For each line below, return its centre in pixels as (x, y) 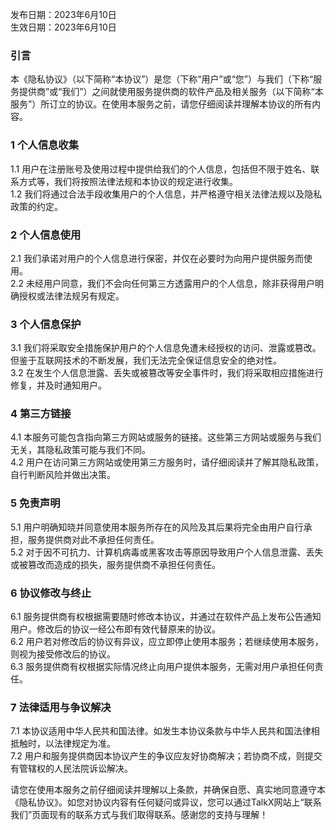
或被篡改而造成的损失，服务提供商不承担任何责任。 (115, 564)
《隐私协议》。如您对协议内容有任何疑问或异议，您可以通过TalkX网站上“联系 (166, 802)
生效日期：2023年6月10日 (63, 27)
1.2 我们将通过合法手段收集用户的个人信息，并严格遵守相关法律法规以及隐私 (166, 194)
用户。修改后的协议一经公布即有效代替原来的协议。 (115, 629)
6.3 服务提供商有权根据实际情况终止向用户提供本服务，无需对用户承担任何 (162, 667)
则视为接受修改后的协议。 (63, 654)
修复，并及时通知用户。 (58, 385)
